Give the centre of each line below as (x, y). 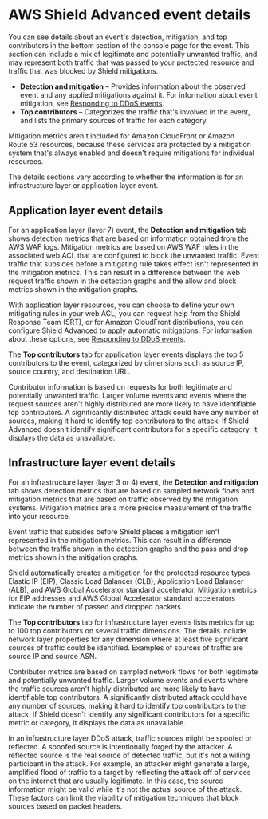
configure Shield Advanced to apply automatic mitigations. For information (130, 330)
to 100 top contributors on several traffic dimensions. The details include (127, 630)
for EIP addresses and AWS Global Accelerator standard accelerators (122, 598)
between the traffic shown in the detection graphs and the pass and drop (128, 549)
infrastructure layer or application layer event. (83, 185)
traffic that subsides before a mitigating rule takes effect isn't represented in (133, 264)
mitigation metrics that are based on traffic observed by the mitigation (123, 499)
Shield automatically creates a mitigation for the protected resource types (129, 573)
